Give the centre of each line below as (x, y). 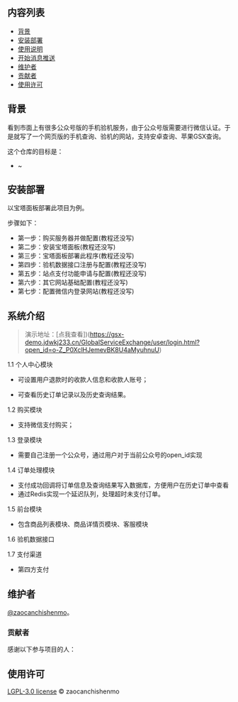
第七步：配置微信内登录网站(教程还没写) (76, 291)
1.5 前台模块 (25, 509)
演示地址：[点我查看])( (57, 334)
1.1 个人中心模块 (30, 365)
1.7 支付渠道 (25, 554)
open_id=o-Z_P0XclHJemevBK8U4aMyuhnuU (92, 350)
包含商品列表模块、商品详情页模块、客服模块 (83, 525)
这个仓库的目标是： (35, 151)
